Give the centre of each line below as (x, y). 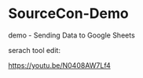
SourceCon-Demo (68, 14)
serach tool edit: (35, 50)
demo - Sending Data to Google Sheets (71, 35)
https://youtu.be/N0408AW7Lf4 (60, 65)
